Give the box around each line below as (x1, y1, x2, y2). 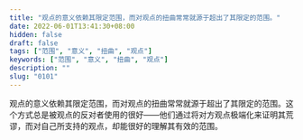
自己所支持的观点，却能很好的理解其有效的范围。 (40, 120, 223, 131)
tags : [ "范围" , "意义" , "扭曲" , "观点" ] (9, 47, 152, 56)
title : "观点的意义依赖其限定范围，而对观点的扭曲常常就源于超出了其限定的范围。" (9, 13, 281, 23)
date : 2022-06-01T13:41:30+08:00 (9, 22, 135, 31)
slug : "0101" (9, 72, 59, 81)
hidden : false (9, 30, 63, 39)
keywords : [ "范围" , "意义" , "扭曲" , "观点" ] (9, 55, 169, 64)
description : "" (9, 64, 70, 73)
